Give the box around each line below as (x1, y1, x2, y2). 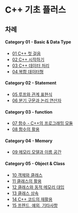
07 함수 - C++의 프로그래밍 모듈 (12, 120, 73, 126)
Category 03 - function (5, 109, 53, 115)
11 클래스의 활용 (12, 178, 42, 184)
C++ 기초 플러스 (5, 4, 66, 16)
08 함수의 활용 (12, 127, 40, 132)
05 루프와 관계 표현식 (12, 91, 52, 97)
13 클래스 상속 (12, 190, 39, 196)
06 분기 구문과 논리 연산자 (12, 98, 62, 103)
